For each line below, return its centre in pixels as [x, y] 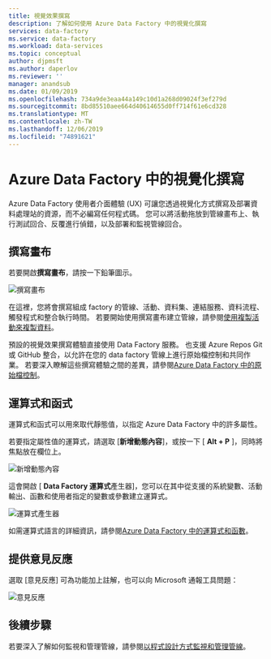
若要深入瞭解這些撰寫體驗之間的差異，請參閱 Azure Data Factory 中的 [140, 365]
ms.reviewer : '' [36, 76]
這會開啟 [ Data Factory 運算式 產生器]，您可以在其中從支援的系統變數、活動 [135, 486]
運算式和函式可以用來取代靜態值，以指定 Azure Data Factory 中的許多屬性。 [135, 424]
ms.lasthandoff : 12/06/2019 [56, 129]
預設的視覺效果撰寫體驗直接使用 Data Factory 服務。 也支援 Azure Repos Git [135, 345]
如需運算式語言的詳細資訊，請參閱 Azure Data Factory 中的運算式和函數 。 [131, 531]
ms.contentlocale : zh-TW [50, 122]
